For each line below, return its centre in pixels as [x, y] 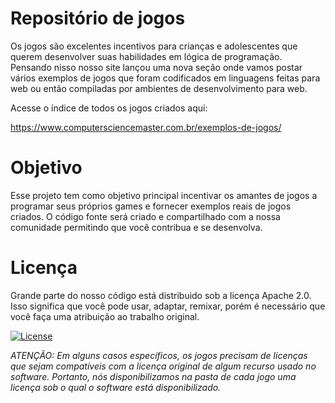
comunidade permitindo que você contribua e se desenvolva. [136, 227]
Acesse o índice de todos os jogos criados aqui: [109, 108]
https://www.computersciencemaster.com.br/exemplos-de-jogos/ [146, 127]
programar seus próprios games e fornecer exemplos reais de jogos [151, 206]
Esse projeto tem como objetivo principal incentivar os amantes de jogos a [164, 195]
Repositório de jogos [98, 18]
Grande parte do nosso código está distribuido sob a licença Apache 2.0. [161, 295]
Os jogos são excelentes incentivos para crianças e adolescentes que [154, 46]
